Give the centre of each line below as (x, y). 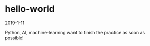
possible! (14, 38)
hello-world (30, 9)
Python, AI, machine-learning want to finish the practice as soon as (75, 32)
